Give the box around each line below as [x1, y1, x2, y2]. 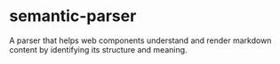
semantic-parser [9, 6, 137, 26]
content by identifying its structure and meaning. [9, 44, 188, 54]
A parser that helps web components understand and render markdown [9, 35, 272, 46]
